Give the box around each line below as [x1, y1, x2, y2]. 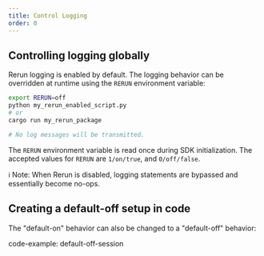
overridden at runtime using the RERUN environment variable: [8, 78, 206, 88]
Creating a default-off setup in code [8, 202, 191, 216]
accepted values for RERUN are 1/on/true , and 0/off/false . [8, 154, 201, 163]
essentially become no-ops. [8, 178, 100, 188]
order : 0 [8, 19, 38, 27]
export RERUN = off [8, 94, 66, 102]
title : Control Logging [8, 11, 88, 20]
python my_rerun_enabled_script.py [8, 102, 127, 110]
